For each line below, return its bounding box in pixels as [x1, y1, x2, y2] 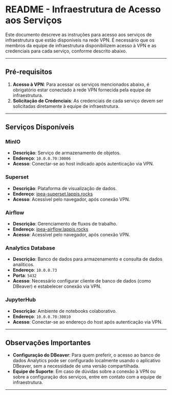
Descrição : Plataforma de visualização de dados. [12, 185, 117, 191]
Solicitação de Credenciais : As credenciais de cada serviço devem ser [12, 98, 164, 104]
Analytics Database [5, 244, 55, 251]
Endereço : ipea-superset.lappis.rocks [12, 191, 93, 197]
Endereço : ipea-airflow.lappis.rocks [12, 226, 89, 232]
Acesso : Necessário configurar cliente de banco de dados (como [12, 278, 151, 284]
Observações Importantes [5, 338, 91, 347]
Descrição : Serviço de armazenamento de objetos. [12, 150, 121, 156]
